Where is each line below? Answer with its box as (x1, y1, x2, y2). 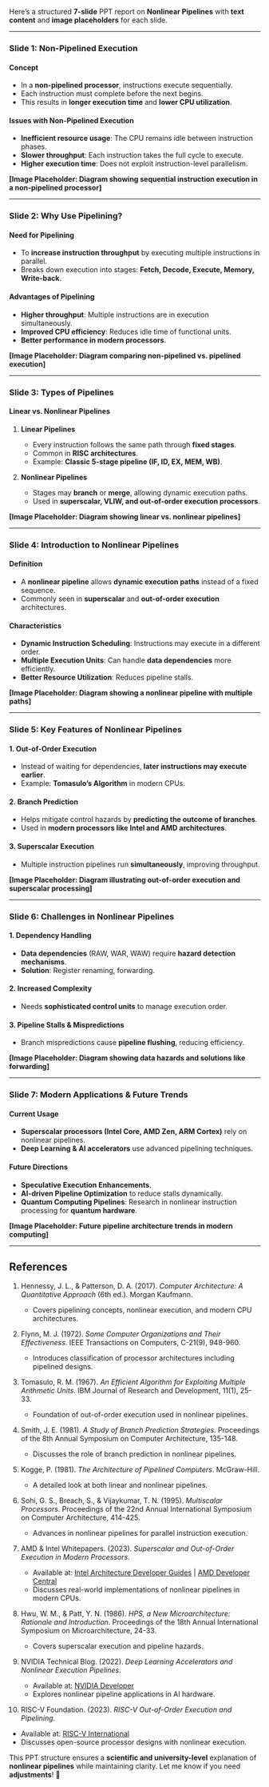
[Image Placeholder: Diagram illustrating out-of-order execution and (9, 875, 240, 884)
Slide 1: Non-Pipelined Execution (9, 42, 138, 54)
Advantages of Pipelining (9, 292, 95, 302)
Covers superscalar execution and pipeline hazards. (32, 1641, 204, 1651)
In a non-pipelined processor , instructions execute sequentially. (20, 80, 234, 90)
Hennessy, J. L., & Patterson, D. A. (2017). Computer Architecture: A (20, 1281, 243, 1291)
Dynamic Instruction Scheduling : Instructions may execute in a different (20, 639, 260, 648)
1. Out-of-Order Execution (9, 743, 97, 753)
